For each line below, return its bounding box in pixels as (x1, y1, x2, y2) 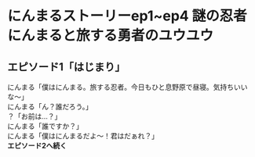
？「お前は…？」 (7, 112, 62, 121)
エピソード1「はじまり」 (7, 60, 126, 73)
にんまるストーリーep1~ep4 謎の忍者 (7, 7, 248, 25)
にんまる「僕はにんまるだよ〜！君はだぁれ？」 (7, 131, 158, 141)
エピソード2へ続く (7, 141, 67, 150)
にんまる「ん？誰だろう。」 (7, 102, 93, 111)
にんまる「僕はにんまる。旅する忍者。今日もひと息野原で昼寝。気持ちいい (7, 83, 248, 91)
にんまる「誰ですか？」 (7, 122, 83, 130)
